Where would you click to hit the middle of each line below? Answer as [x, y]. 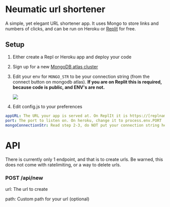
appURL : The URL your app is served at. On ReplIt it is [67, 116]
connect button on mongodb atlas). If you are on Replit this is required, [87, 81]
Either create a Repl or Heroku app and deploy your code [72, 57]
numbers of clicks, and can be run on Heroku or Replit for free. [71, 28]
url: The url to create [27, 189]
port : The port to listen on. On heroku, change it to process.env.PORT [83, 120]
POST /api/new [24, 178]
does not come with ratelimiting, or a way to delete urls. [63, 165]
